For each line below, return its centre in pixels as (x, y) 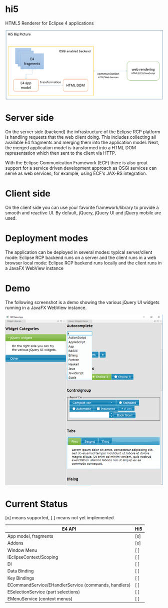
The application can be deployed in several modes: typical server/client (79, 252)
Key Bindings (21, 578)
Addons (15, 543)
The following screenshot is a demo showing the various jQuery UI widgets (82, 302)
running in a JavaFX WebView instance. (46, 308)
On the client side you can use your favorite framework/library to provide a (82, 208)
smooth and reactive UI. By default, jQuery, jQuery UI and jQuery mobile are (83, 213)
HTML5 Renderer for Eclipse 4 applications (49, 23)
